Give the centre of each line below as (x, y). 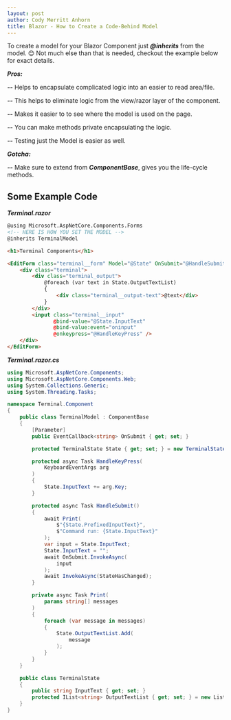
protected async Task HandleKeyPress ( (87, 461)
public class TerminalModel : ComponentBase (84, 417)
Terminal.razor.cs (33, 360)
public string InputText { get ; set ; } (89, 691)
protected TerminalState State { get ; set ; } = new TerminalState (129, 449)
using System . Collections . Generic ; (58, 386)
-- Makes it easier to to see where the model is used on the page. (100, 114)
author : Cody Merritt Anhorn (49, 20)
